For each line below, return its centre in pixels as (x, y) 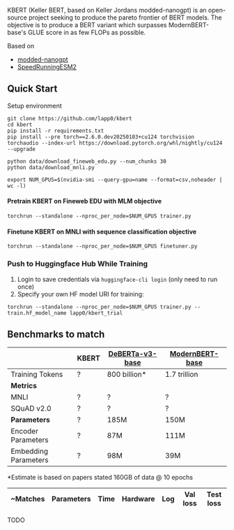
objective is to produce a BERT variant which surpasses (87, 25)
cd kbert (20, 124)
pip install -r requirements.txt (56, 131)
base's (17, 32)
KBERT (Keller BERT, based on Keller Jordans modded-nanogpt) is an (107, 10)
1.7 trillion (181, 375)
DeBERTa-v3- (133, 354)
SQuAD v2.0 (31, 408)
